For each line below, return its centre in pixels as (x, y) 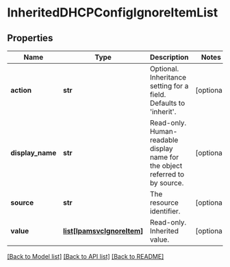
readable (164, 140)
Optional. (164, 69)
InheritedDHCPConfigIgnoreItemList (113, 13)
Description (169, 57)
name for (164, 157)
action (21, 90)
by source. (167, 183)
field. (158, 94)
